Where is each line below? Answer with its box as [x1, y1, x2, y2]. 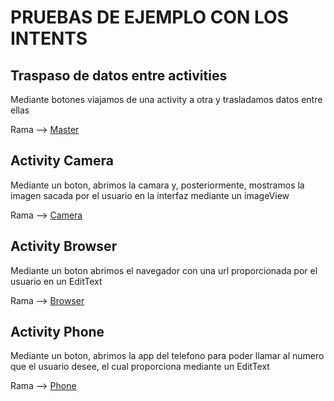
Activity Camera [10, 152, 114, 170]
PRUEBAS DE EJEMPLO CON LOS [10, 6, 289, 29]
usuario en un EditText [10, 275, 103, 287]
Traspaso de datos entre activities [10, 67, 228, 84]
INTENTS [10, 27, 88, 50]
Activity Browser [10, 238, 118, 255]
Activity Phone [10, 324, 105, 341]
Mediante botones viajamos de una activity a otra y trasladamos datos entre [10, 94, 323, 105]
